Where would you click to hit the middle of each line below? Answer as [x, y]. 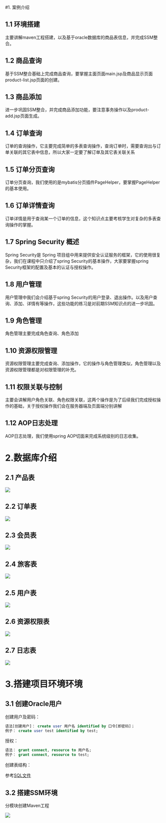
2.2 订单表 [21, 507]
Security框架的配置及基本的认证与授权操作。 [50, 267]
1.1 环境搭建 [23, 25]
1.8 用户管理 [23, 284]
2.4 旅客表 [21, 564]
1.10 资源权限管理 [31, 351]
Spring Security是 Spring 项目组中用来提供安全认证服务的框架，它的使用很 [81, 255]
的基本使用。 [18, 189]
